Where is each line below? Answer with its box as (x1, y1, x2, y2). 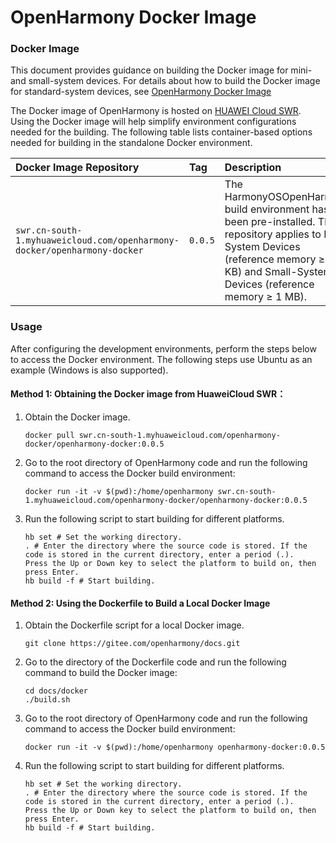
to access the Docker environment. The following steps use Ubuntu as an (10, 353, 313, 365)
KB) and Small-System (224, 265, 333, 279)
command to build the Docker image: (24, 667, 178, 679)
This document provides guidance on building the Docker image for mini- (10, 64, 313, 76)
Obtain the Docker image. (24, 411, 131, 423)
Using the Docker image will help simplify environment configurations (10, 116, 297, 128)
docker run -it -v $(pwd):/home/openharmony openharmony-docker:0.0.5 (24, 742, 326, 753)
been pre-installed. (224, 215, 316, 229)
